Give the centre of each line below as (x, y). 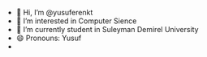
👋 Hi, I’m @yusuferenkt (54, 12)
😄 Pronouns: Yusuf (49, 38)
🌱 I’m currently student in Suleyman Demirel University (107, 29)
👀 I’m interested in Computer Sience (76, 21)
